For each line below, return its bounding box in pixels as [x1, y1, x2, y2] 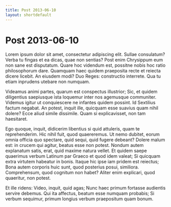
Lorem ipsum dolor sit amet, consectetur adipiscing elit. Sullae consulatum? [5, 51, 165, 58]
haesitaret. [5, 116, 28, 122]
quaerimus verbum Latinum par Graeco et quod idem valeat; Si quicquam [5, 153, 161, 159]
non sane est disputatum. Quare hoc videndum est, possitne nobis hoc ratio [5, 62, 166, 68]
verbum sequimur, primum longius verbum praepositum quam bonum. [5, 196, 154, 202]
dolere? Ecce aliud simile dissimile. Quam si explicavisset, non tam [5, 110, 146, 117]
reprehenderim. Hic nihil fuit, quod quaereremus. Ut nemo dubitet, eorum [5, 131, 160, 138]
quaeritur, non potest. [5, 175, 51, 181]
